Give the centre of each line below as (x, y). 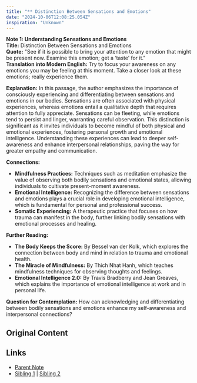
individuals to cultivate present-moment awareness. (77, 186)
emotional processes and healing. (56, 224)
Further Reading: (27, 235)
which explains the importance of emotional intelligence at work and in (100, 284)
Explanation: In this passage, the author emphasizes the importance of (92, 88)
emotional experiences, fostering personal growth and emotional (84, 132)
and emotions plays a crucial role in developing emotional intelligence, (100, 199)
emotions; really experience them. (47, 77)
